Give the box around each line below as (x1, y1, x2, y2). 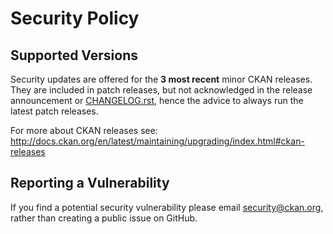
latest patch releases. (10, 105, 99, 117)
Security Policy (10, 7, 140, 30)
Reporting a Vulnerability (10, 175, 170, 192)
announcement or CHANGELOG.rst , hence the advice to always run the (10, 95, 304, 106)
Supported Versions (10, 47, 138, 64)
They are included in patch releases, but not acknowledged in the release (10, 84, 313, 96)
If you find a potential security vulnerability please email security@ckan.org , (10, 201, 324, 213)
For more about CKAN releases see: (10, 125, 158, 136)
